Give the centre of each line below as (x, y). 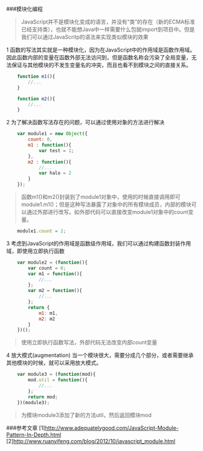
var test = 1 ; (56, 150)
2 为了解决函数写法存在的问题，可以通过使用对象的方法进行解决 (85, 122)
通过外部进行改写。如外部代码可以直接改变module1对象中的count (107, 212)
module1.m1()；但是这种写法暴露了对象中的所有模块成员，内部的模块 (106, 204)
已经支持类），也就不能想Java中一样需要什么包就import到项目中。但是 (108, 29)
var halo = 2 (55, 173)
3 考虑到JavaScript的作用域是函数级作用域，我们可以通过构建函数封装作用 (99, 243)
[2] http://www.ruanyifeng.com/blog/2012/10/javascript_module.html (91, 441)
